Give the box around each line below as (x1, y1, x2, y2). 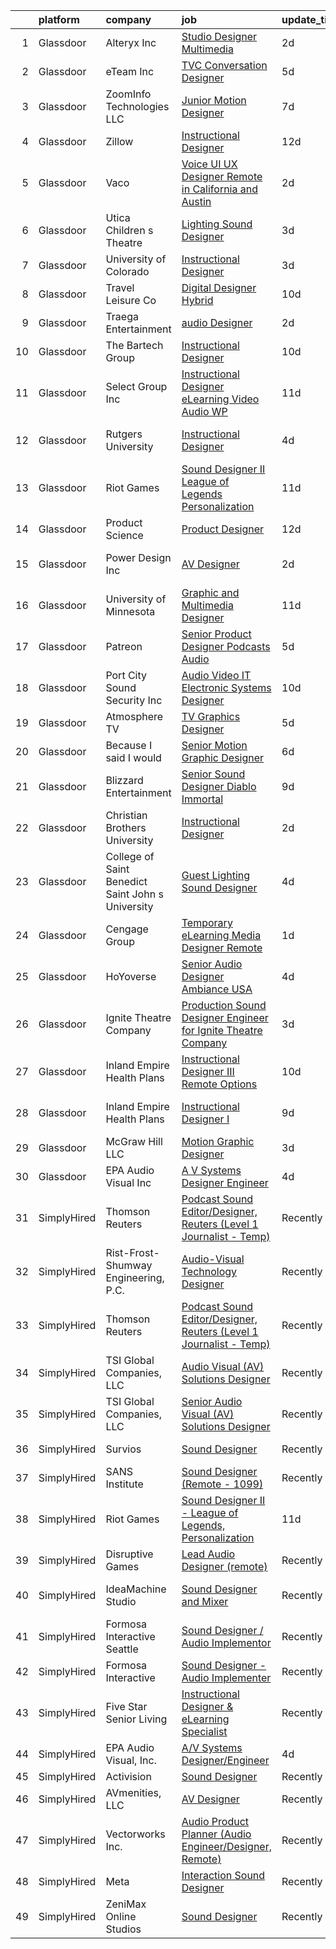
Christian (105, 809, 148, 822)
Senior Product (181, 627, 252, 641)
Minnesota (105, 605, 156, 618)
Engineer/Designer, (181, 1840, 273, 1853)
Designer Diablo (181, 780, 257, 793)
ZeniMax (105, 1897, 147, 1911)
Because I (105, 739, 153, 752)
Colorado (105, 265, 150, 278)
